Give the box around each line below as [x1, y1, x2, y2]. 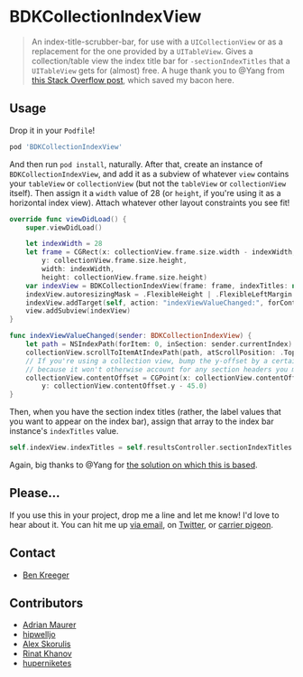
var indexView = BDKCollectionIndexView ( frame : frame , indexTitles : [25, 281, 289, 290]
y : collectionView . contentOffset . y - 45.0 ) [41, 381, 207, 390]
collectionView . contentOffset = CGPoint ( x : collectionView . [25, 373, 256, 382]
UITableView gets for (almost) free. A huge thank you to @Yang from [31, 65, 285, 76]
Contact [9, 545, 56, 561]
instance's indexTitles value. [9, 426, 119, 437]
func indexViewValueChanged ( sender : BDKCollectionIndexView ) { [9, 332, 252, 341]
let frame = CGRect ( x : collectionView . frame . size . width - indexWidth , [25, 248, 297, 257]
